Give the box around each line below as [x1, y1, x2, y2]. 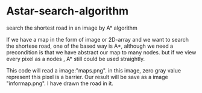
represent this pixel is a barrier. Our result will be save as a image [6, 73, 168, 80]
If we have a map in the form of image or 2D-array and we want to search [6, 36, 189, 43]
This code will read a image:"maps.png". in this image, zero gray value [6, 66, 181, 74]
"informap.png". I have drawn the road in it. [6, 80, 113, 87]
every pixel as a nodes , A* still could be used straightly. [6, 55, 145, 62]
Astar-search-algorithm [6, 4, 129, 18]
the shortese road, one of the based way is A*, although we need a [6, 42, 174, 50]
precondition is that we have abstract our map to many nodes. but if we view [6, 48, 197, 56]
